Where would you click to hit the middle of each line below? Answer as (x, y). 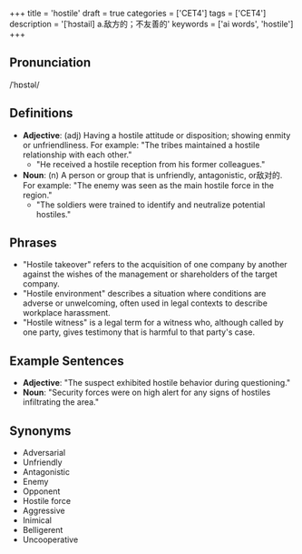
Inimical (37, 520)
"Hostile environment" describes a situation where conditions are (144, 294)
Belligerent (43, 530)
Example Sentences (67, 361)
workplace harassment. (66, 313)
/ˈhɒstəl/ (24, 85)
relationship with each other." (77, 155)
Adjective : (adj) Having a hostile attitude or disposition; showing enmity (156, 135)
